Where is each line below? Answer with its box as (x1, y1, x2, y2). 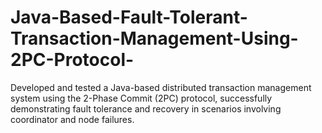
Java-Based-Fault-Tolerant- (10, 6, 248, 29)
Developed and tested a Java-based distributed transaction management (10, 81, 312, 93)
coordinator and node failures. (10, 113, 135, 125)
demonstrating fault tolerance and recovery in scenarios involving (10, 102, 282, 115)
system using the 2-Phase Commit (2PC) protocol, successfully (10, 92, 273, 104)
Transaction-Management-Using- (10, 27, 299, 50)
